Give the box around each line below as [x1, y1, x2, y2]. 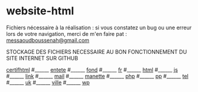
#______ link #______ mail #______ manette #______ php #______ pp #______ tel [6, 72, 189, 79]
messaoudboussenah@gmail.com [6, 36, 89, 44]
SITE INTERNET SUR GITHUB [6, 54, 79, 62]
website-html [6, 4, 75, 18]
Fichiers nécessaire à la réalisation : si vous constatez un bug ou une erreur [6, 24, 192, 31]
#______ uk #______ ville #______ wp [6, 79, 90, 86]
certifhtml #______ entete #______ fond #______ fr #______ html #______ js [6, 66, 178, 73]
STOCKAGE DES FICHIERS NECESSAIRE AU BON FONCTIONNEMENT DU [6, 48, 187, 55]
